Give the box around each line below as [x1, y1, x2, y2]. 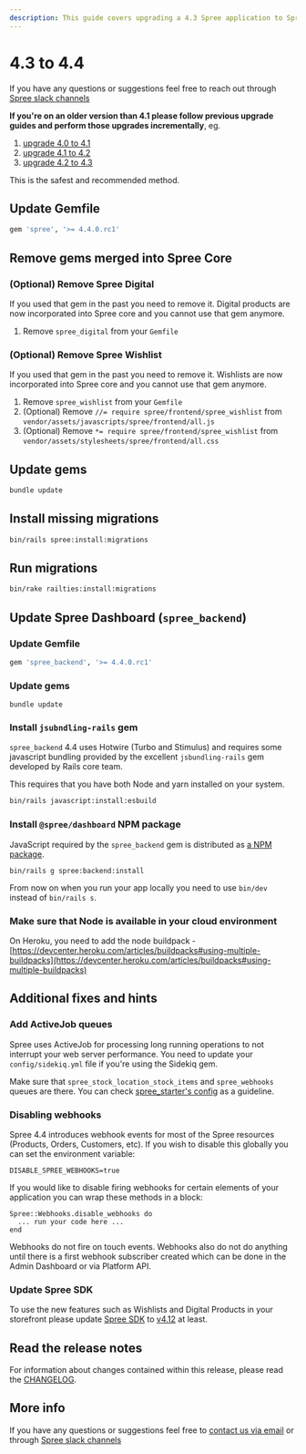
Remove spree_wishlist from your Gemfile [22, 397, 183, 407]
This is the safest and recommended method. [9, 174, 180, 185]
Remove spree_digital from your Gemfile [22, 325, 179, 336]
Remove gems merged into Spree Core [9, 250, 232, 265]
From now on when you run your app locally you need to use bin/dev [9, 882, 268, 893]
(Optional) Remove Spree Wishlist [9, 348, 162, 361]
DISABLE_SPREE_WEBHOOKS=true [9, 1166, 120, 1175]
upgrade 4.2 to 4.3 [22, 157, 93, 168]
